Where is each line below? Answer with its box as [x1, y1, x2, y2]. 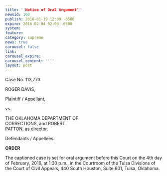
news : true [5, 40, 28, 45]
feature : [5, 30, 23, 35]
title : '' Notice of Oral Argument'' [5, 7, 81, 12]
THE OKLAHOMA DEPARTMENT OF [5, 115, 79, 121]
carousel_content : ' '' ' [5, 58, 55, 63]
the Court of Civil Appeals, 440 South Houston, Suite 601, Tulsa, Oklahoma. [5, 166, 160, 172]
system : [5, 26, 21, 31]
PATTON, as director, [5, 126, 48, 132]
